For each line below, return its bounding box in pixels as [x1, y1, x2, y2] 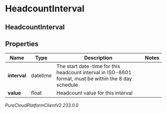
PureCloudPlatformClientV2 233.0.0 [5, 103, 79, 109]
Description [84, 54, 113, 61]
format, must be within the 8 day [56, 75, 132, 82]
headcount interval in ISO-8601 [56, 69, 132, 76]
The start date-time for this [56, 63, 120, 70]
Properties [5, 39, 39, 48]
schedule [56, 82, 78, 89]
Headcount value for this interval [56, 90, 133, 97]
